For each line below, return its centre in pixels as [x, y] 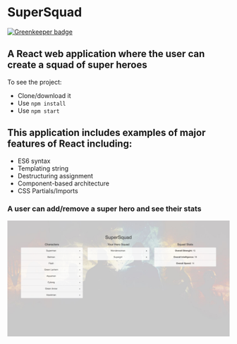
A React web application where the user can [106, 54]
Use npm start [38, 111]
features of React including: [70, 144]
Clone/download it [44, 95]
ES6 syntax [34, 161]
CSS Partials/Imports [48, 190]
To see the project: [35, 82]
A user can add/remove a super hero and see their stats [104, 209]
